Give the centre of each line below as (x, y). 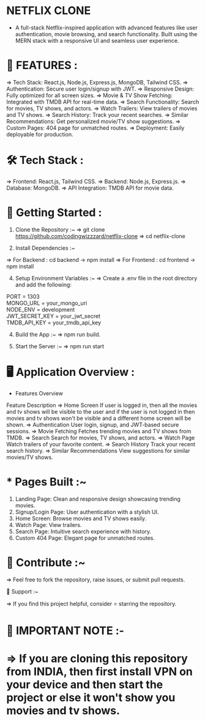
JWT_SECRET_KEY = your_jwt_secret (54, 316)
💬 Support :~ (22, 591)
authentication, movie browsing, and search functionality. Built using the (106, 34)
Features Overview (39, 393)
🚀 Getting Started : (54, 212)
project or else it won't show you (91, 697)
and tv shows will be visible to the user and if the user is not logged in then (101, 411)
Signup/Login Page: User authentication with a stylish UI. (87, 512)
